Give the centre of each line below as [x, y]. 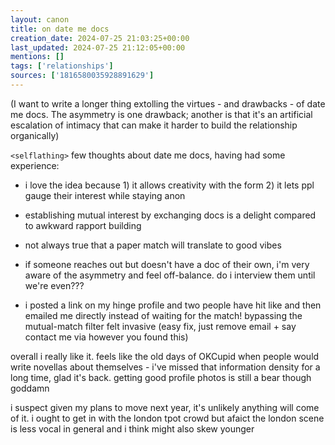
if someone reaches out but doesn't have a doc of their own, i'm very [167, 264]
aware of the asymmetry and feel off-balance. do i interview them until [170, 275]
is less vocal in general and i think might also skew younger [132, 428]
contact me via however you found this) [106, 337]
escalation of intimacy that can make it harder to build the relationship [154, 125]
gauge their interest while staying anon [105, 195]
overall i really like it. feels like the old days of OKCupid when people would [165, 356]
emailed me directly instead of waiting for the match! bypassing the [163, 315]
